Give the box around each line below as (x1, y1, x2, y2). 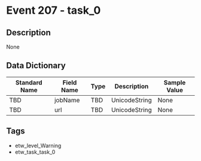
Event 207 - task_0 (6, 4, 101, 17)
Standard (15, 78, 43, 87)
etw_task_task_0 (14, 148, 56, 156)
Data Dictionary (6, 60, 66, 71)
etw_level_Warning (14, 142, 62, 149)
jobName (54, 96, 80, 104)
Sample (163, 78, 186, 87)
